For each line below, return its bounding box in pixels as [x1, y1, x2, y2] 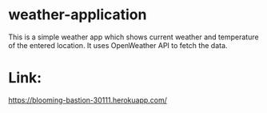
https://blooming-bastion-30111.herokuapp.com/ [8, 95, 168, 105]
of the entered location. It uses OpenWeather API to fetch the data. [8, 40, 228, 50]
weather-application [8, 6, 147, 24]
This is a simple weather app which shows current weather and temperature [8, 32, 259, 42]
